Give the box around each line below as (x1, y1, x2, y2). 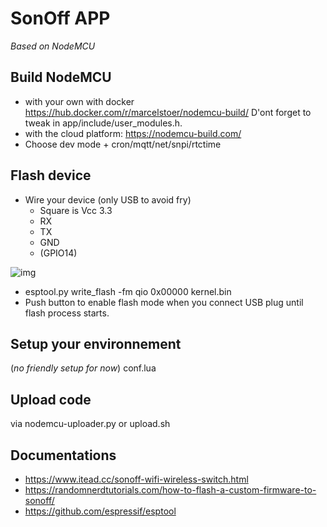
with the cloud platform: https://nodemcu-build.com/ (24, 127, 242, 139)
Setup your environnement (10, 335, 182, 352)
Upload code (10, 391, 92, 408)
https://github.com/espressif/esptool (24, 505, 177, 517)
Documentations (10, 447, 117, 464)
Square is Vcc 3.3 (39, 204, 113, 216)
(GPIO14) (39, 247, 78, 259)
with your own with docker (24, 95, 135, 107)
